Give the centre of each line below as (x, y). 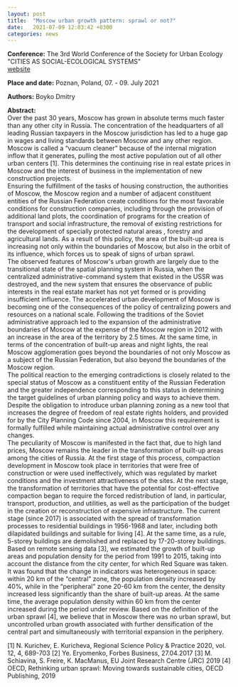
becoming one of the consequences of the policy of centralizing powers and (119, 307)
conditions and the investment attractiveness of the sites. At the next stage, (118, 481)
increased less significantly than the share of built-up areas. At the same (114, 594)
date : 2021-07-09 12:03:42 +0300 (60, 27)
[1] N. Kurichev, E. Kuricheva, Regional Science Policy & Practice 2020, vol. (117, 646)
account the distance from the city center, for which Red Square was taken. (118, 564)
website (19, 69)
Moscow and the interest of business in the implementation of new (105, 171)
